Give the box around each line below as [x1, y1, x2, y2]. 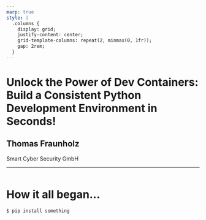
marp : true [6, 9, 34, 15]
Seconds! [6, 114, 56, 128]
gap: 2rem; [17, 44, 45, 50]
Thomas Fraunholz [6, 138, 80, 149]
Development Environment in [6, 101, 158, 115]
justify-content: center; [17, 32, 84, 38]
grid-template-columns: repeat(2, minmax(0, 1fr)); [17, 37, 152, 44]
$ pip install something [6, 208, 70, 214]
